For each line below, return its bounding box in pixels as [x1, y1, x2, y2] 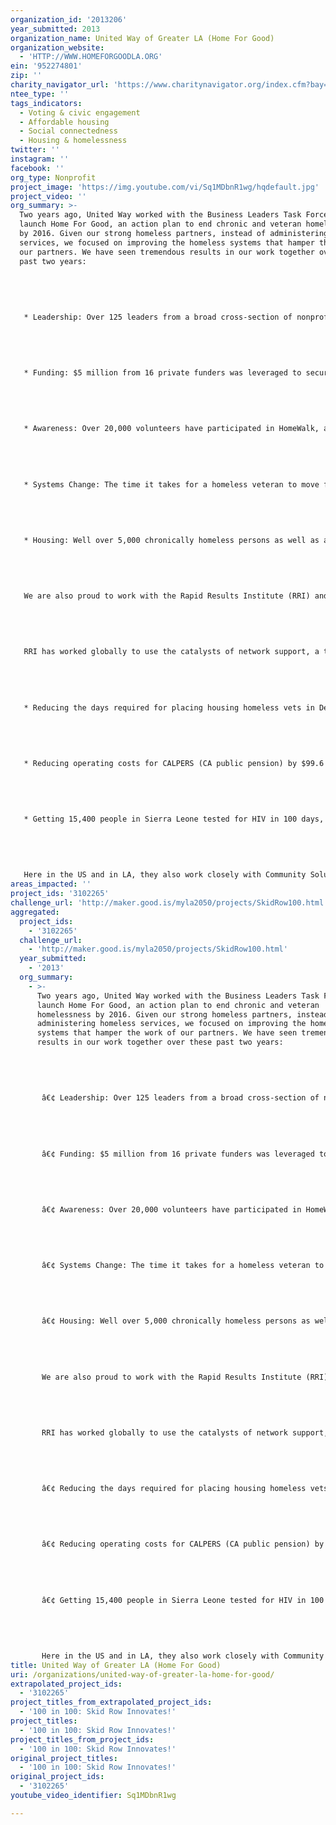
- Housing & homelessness [19, 136, 128, 146]
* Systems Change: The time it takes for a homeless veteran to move [23, 479, 320, 490]
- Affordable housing [19, 117, 110, 127]
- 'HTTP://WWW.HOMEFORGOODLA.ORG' [19, 52, 163, 62]
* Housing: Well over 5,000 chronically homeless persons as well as [23, 535, 320, 545]
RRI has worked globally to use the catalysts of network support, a [23, 647, 320, 657]
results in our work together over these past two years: [36, 1037, 284, 1048]
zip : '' [10, 71, 43, 81]
